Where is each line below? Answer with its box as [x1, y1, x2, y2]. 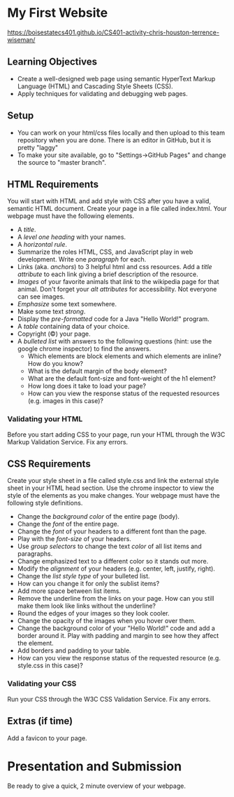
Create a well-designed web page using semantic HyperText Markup [17, 74, 216, 83]
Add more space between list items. [17, 587, 122, 595]
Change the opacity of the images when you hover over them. [17, 617, 196, 625]
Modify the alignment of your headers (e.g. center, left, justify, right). [17, 564, 215, 573]
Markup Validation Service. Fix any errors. [7, 437, 128, 446]
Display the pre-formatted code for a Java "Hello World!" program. [17, 315, 210, 323]
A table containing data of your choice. [17, 322, 130, 331]
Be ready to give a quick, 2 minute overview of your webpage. [7, 782, 187, 790]
